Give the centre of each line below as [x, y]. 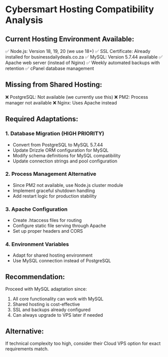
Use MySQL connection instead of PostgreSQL [62, 261]
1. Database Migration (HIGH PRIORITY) [55, 133]
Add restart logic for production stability [54, 196]
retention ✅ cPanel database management [50, 68]
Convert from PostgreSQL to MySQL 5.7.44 [58, 145]
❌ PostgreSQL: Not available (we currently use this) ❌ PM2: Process [77, 97]
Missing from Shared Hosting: [54, 85]
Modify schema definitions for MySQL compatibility [66, 155]
